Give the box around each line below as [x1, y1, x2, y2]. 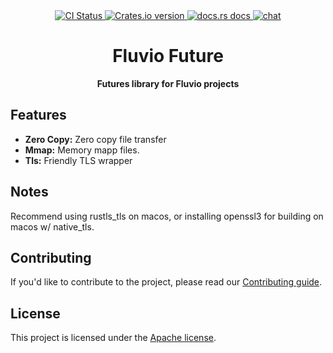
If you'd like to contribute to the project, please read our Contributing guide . [10, 276, 323, 288]
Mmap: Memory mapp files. [24, 144, 140, 156]
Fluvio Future [112, 45, 224, 68]
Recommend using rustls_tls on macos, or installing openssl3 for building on [10, 210, 324, 222]
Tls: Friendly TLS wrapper [24, 154, 133, 166]
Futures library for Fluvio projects [96, 77, 240, 89]
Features [10, 107, 67, 124]
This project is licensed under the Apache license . [10, 332, 217, 344]
